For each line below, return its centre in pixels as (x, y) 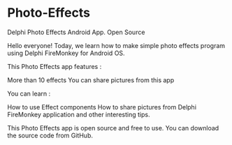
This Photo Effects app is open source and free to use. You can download (113, 128)
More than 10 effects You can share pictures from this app (91, 80)
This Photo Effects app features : (55, 66)
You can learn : (29, 93)
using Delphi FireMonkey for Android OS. (66, 53)
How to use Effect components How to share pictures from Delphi (102, 107)
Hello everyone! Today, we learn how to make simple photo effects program (116, 45)
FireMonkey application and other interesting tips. (79, 114)
